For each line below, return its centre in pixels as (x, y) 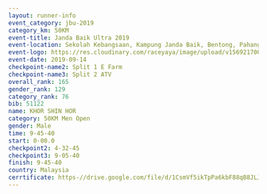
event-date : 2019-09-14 (48, 60)
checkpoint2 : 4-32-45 (44, 148)
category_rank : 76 (39, 97)
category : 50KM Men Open (49, 119)
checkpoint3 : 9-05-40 (44, 155)
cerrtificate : (32, 178)
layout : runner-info (43, 15)
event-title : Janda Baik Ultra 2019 (69, 38)
